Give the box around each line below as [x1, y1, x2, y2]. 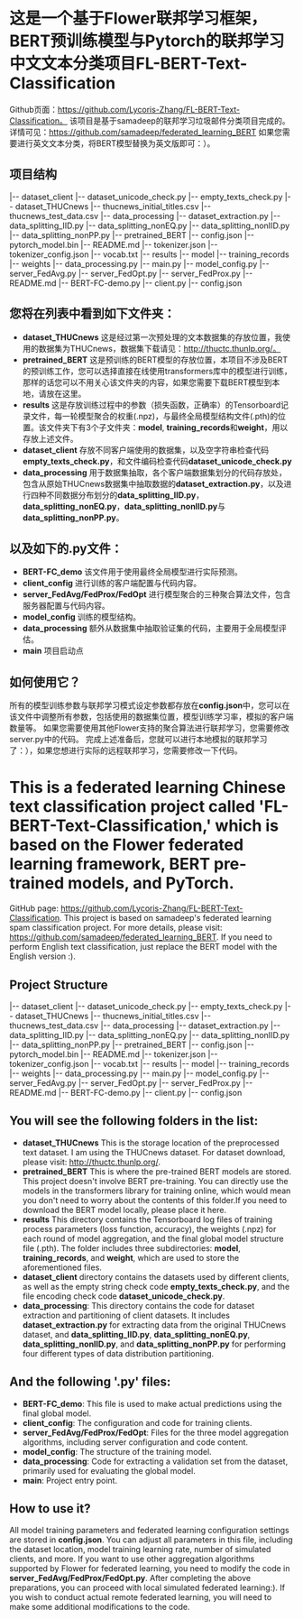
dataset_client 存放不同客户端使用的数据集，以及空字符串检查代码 [22, 444, 269, 455]
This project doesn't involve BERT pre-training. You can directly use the [22, 1175, 289, 1186]
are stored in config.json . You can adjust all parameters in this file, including [9, 1534, 293, 1545]
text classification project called [9, 796, 255, 817]
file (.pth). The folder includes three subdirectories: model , [22, 1242, 241, 1254]
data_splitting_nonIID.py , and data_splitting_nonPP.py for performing [22, 1338, 287, 1349]
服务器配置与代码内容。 [22, 601, 110, 612]
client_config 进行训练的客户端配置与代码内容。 [22, 578, 202, 589]
